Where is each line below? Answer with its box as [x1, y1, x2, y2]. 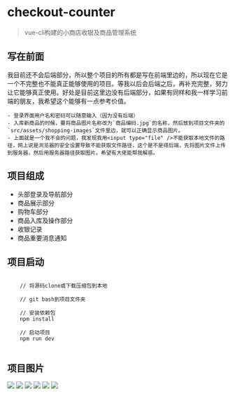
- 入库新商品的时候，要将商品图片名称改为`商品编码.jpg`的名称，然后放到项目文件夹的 [7, 120, 225, 127]
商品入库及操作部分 [17, 216, 73, 225]
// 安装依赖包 [20, 309, 56, 317]
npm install [20, 316, 55, 323]
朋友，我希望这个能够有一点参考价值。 [19, 97, 130, 105]
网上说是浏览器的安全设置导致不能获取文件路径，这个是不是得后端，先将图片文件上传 [17, 141, 226, 149]
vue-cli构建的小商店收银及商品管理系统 [24, 28, 137, 36]
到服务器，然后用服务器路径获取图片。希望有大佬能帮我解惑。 [7, 149, 159, 156]
